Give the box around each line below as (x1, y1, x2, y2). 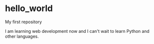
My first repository (5, 19, 42, 25)
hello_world (5, 3, 53, 14)
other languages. (5, 33, 39, 39)
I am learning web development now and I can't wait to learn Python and (5, 28, 150, 34)
